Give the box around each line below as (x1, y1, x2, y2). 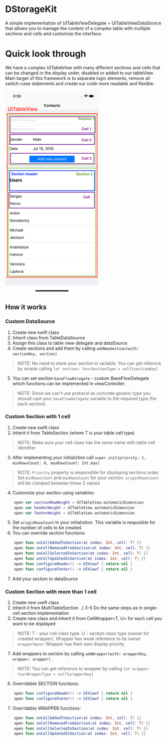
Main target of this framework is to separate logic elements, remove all (5, 75, 151, 81)
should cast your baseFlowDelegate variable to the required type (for (17, 395, 157, 401)
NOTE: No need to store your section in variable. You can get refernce (17, 360, 162, 366)
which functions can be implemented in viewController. (12, 380, 126, 386)
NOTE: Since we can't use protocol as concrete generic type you (17, 390, 151, 396)
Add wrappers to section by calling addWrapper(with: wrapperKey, (12, 651, 148, 657)
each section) (17, 401, 46, 407)
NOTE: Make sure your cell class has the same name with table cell (17, 439, 156, 445)
